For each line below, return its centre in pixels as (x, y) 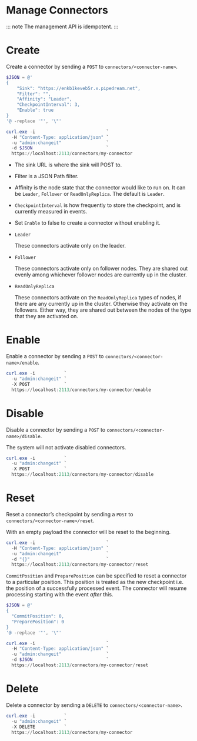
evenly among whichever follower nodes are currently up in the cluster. (101, 275)
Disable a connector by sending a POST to (56, 429)
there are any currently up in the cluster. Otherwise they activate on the (101, 304)
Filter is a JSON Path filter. (46, 176)
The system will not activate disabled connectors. (66, 447)
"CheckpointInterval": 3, (49, 105)
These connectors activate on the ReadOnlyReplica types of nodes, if (98, 298)
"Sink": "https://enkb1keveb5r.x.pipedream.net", (79, 88)
